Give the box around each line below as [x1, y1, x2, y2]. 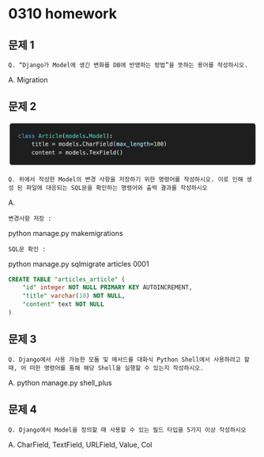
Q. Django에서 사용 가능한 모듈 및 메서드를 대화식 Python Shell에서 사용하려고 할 [8, 356, 251, 364]
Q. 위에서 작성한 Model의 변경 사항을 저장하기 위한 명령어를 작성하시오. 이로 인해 [8, 175, 243, 183]
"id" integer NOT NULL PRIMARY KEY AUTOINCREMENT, [22, 284, 193, 291]
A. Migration [8, 75, 49, 84]
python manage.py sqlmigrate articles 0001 [8, 259, 149, 268]
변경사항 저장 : [8, 215, 52, 223]
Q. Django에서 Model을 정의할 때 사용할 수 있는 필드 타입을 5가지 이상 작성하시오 [8, 425, 247, 434]
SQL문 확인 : [8, 245, 46, 253]
